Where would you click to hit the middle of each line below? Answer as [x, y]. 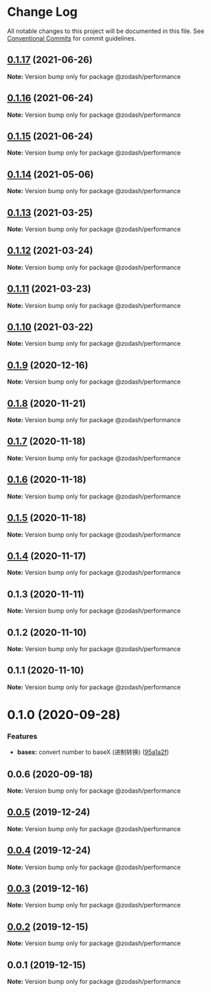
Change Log [42, 12]
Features [22, 736]
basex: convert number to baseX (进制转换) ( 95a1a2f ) [93, 752]
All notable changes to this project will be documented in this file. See [106, 31]
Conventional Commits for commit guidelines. [71, 38]
